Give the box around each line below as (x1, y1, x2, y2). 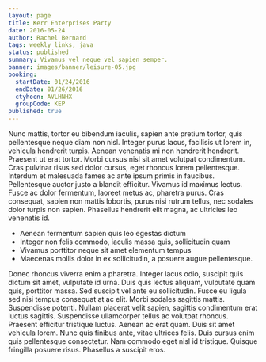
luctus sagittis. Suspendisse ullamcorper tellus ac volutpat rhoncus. (8, 311, 229, 321)
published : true (8, 108, 62, 116)
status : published (8, 48, 69, 56)
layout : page (8, 11, 51, 20)
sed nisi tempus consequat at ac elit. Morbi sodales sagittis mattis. (8, 295, 226, 303)
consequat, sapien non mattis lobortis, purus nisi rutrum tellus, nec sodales (8, 196, 253, 206)
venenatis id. (8, 213, 50, 223)
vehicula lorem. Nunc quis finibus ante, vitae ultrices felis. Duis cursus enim (8, 328, 255, 337)
